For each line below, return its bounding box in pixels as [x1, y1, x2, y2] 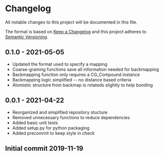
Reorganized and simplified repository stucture [12, 109, 108, 115]
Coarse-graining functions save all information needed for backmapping [12, 66, 159, 72]
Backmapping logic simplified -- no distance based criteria [12, 77, 131, 82]
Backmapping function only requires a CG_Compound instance [12, 72, 140, 78]
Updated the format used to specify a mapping [12, 61, 107, 67]
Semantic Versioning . [5, 34, 48, 40]
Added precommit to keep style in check [12, 130, 95, 136]
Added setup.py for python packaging [12, 125, 90, 130]
